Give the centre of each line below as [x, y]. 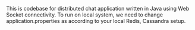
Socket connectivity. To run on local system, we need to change [85, 15]
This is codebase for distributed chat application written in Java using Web [98, 9]
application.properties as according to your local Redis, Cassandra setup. [96, 21]
